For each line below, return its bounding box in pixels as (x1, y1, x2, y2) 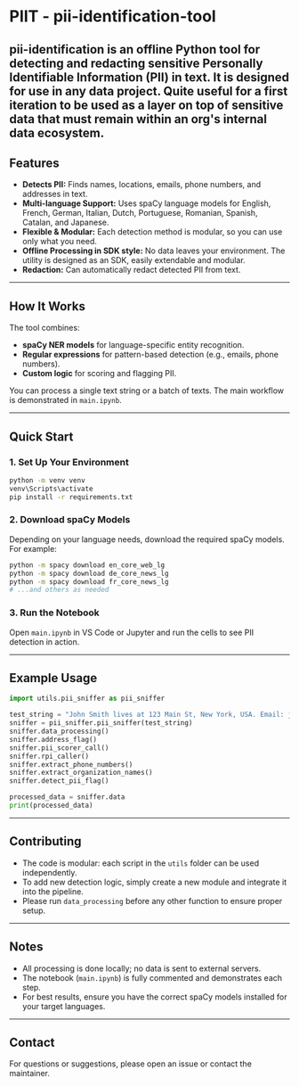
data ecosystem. (9, 125, 105, 140)
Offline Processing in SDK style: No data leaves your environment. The (21, 245, 286, 256)
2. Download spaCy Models (9, 514, 131, 526)
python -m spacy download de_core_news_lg (9, 569, 169, 578)
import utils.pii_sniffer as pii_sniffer (9, 694, 166, 703)
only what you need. (21, 236, 98, 247)
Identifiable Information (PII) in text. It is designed (9, 70, 290, 85)
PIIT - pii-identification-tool (9, 6, 216, 27)
